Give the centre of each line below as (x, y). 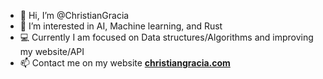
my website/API (52, 51)
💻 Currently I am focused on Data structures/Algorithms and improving (166, 37)
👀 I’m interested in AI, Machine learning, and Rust (121, 26)
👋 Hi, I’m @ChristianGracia (74, 15)
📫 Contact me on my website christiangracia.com (125, 63)
